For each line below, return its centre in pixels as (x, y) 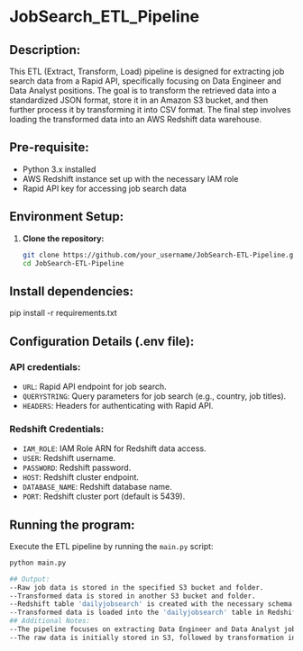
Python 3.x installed (59, 169)
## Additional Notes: (50, 621)
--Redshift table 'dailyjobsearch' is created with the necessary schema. (153, 604)
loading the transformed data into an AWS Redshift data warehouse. (136, 119)
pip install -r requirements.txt (63, 313)
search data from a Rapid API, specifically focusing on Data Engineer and (145, 81)
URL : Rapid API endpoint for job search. (94, 386)
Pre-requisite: (49, 147)
